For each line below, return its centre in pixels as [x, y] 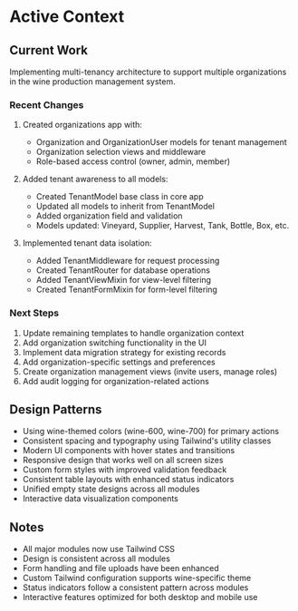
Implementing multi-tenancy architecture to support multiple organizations [148, 72]
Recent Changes [47, 104]
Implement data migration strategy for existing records [124, 352]
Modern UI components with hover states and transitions [129, 451]
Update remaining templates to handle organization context [133, 333]
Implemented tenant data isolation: [87, 243]
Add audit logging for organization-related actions [116, 381]
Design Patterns [56, 409]
